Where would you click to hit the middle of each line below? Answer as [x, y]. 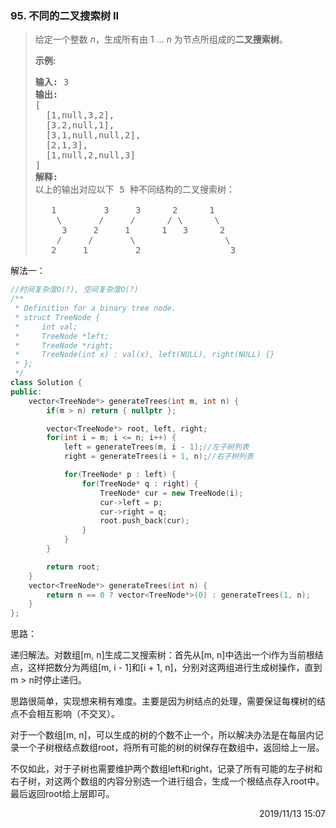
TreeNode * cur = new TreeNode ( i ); [171, 493]
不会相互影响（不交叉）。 [69, 714]
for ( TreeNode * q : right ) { [140, 483]
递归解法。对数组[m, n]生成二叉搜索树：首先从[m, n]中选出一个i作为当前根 [162, 655]
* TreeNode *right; [64, 345]
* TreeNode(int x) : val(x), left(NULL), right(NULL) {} [144, 355]
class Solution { [46, 383]
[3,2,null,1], [80, 125]
